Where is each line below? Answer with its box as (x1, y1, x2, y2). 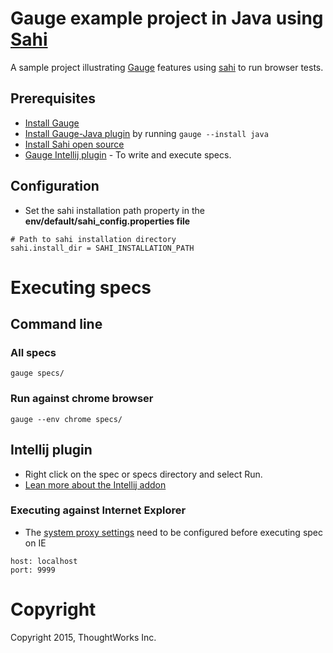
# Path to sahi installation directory (10, 234, 177, 244)
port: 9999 (10, 565, 56, 575)
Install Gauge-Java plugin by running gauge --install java (24, 127, 269, 139)
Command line (10, 316, 103, 333)
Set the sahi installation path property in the (24, 204, 205, 216)
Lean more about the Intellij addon (24, 478, 167, 491)
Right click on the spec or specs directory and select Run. (24, 468, 263, 480)
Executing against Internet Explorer (10, 503, 187, 517)
